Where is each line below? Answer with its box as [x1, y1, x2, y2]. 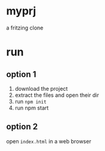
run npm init [14, 97, 47, 105]
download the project [14, 85, 68, 92]
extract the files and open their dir [14, 91, 100, 99]
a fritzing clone [6, 24, 44, 31]
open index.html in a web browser [6, 137, 92, 145]
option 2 [6, 122, 38, 132]
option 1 [6, 69, 37, 79]
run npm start [14, 104, 49, 111]
